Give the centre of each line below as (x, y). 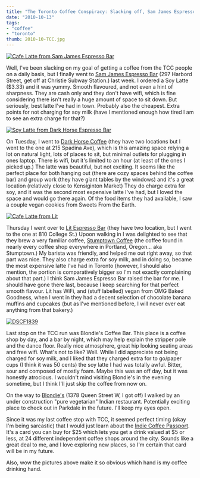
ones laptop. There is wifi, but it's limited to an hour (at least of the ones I (96, 160)
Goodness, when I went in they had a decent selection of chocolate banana (99, 297)
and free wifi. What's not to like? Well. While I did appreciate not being (92, 352)
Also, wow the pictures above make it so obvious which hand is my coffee (97, 463)
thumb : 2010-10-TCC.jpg (36, 39)
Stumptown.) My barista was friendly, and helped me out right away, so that (99, 253)
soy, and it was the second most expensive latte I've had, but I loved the (94, 192)
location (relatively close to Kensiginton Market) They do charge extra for (96, 186)
